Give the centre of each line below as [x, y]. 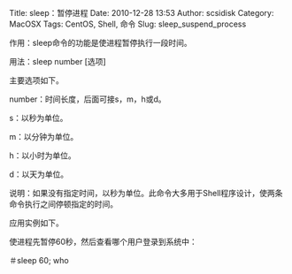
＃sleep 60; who [39, 260]
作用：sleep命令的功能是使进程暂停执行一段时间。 [100, 43]
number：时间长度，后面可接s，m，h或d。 [88, 99]
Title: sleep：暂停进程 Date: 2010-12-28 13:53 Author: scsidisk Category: [142, 13]
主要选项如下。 [36, 80]
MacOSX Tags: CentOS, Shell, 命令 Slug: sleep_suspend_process [128, 24]
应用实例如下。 [36, 223]
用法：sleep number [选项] [58, 61]
